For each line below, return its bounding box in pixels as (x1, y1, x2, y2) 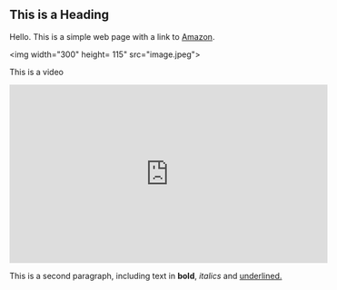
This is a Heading (9, 7, 109, 23)
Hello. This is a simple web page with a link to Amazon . (9, 31, 215, 42)
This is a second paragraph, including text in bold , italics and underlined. (9, 270, 282, 281)
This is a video (9, 66, 64, 77)
